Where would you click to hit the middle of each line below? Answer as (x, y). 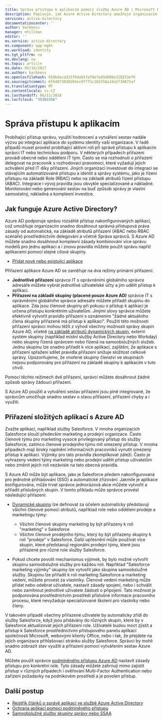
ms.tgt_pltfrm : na (24, 55)
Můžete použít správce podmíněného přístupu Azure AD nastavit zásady (78, 660)
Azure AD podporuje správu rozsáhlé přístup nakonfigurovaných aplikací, (78, 221)
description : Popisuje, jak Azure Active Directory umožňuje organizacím (81, 14)
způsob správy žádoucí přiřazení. (38, 382)
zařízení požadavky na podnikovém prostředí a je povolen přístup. (71, 676)
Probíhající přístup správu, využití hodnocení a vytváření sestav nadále (76, 137)
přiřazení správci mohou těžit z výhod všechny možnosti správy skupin (83, 326)
